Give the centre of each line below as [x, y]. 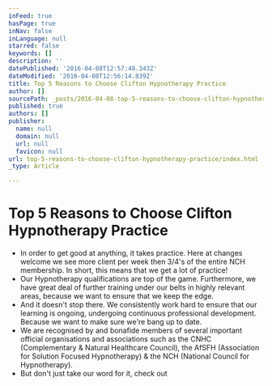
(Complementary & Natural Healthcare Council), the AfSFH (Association [140, 348]
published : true [36, 106]
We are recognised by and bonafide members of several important [131, 331]
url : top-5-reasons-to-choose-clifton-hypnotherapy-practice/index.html [134, 159]
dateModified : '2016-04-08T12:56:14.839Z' [81, 76]
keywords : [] [30, 53]
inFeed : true [30, 16]
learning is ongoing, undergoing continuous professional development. [138, 313]
